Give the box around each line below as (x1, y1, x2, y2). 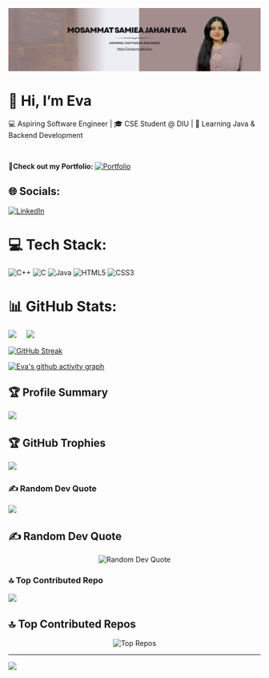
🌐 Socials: (8, 185, 61, 198)
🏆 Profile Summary (8, 386, 108, 400)
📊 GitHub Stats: (8, 297, 118, 315)
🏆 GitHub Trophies (8, 436, 106, 449)
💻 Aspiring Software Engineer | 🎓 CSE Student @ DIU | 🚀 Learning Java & (8, 119, 255, 128)
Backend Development (8, 130, 83, 140)
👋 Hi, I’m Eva (8, 92, 92, 110)
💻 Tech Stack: (8, 235, 107, 254)
